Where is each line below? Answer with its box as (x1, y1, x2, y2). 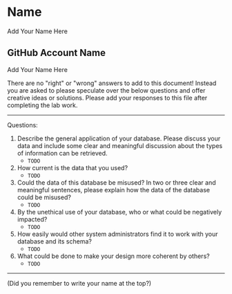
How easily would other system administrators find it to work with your (17, 230, 219, 238)
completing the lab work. (7, 101, 78, 109)
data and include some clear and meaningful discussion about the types (17, 141, 223, 149)
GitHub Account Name (7, 47, 106, 59)
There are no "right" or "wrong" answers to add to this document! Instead (7, 79, 217, 87)
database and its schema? (17, 237, 92, 246)
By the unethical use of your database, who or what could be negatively (17, 208, 222, 216)
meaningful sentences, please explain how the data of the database (17, 185, 211, 194)
